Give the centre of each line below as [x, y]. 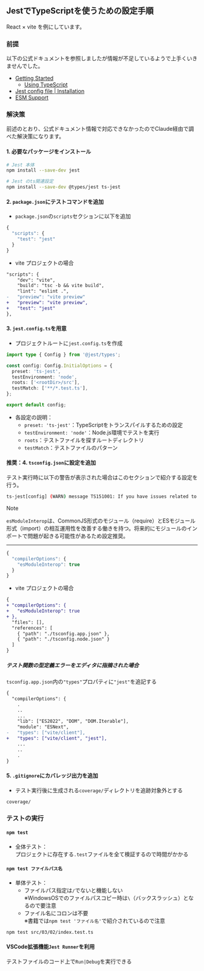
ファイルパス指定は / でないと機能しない [73, 890]
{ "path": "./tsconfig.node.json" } [64, 639]
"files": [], [28, 622]
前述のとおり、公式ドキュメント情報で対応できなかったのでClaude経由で [97, 129]
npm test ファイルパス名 [34, 869]
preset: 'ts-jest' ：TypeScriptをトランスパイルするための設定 [104, 425]
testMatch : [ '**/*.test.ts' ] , [50, 388]
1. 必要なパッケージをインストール [49, 151]
